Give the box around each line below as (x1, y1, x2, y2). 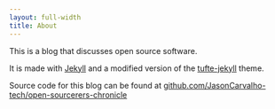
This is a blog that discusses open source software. (9, 45, 198, 56)
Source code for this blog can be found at (9, 80, 162, 90)
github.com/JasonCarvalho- (163, 80, 266, 90)
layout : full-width (9, 12, 82, 22)
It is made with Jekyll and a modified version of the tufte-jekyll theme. (9, 63, 264, 74)
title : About (9, 21, 58, 30)
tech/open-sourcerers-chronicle (9, 90, 128, 100)
